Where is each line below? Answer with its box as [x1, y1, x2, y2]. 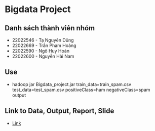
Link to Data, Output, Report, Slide [5, 107, 114, 115]
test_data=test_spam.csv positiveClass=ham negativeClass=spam [12, 86, 150, 93]
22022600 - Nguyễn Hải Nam [12, 53, 74, 59]
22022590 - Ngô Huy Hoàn [12, 48, 69, 54]
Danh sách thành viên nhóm [5, 24, 95, 32]
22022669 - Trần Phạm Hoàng [12, 42, 76, 49]
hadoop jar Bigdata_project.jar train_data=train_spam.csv [12, 81, 132, 87]
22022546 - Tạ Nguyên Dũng [12, 37, 74, 43]
